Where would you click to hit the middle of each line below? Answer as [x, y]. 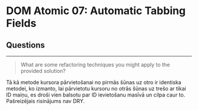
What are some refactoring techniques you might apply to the [95, 65]
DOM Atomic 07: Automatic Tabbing [96, 11]
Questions [26, 45]
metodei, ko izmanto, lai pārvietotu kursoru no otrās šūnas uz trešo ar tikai [96, 89]
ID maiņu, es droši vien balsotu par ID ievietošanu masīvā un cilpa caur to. [96, 95]
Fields [21, 23]
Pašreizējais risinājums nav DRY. [45, 101]
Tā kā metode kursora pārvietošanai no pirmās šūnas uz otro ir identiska [94, 82]
